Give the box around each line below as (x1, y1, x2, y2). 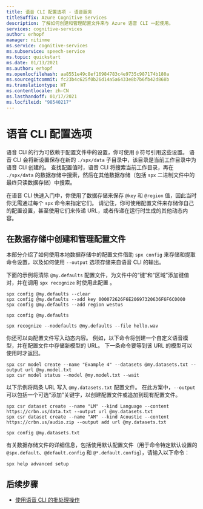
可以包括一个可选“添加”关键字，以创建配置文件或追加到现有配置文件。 (6, 391, 181, 399)
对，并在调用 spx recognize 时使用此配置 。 (6, 279, 115, 286)
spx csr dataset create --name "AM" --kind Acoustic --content (6, 414, 170, 420)
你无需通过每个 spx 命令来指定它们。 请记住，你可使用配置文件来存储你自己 (6, 199, 195, 206)
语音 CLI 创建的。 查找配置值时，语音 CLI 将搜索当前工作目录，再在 (6, 163, 174, 170)
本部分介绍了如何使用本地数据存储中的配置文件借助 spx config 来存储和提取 (6, 251, 196, 258)
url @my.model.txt (25, 367, 72, 373)
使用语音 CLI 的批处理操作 (15, 496, 80, 504)
